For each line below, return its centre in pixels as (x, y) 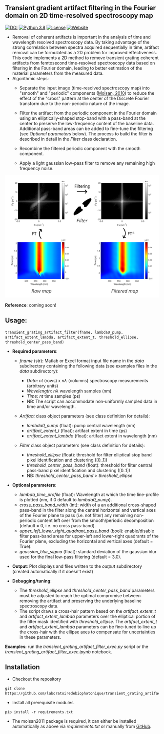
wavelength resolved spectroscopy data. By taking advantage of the (81, 42)
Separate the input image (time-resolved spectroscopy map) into (84, 88)
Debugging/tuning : (32, 581)
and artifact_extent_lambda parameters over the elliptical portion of (87, 616)
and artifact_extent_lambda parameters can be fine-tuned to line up (88, 626)
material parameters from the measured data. (58, 73)
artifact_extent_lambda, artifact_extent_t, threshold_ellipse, (72, 337)
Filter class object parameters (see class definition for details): (82, 445)
